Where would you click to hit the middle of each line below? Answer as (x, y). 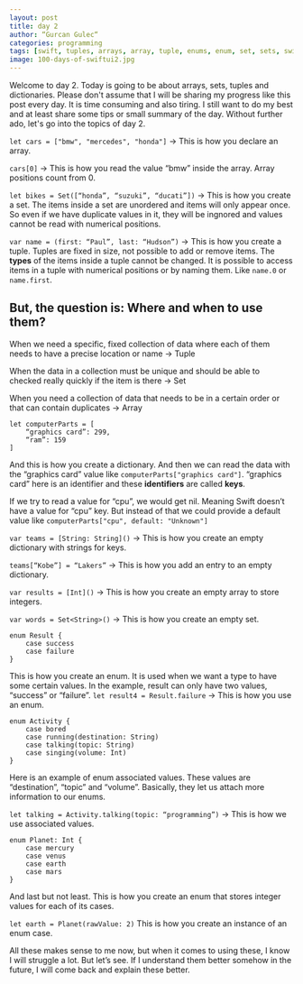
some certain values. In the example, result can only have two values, (138, 685)
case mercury (50, 848)
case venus (46, 856)
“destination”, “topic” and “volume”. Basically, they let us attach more (137, 786)
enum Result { (36, 635)
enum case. (31, 933)
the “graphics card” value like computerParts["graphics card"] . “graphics (146, 474)
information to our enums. (58, 796)
